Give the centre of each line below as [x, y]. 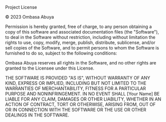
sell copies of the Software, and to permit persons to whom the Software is [82, 48]
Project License [21, 7]
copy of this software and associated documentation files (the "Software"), [82, 32]
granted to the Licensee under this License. [50, 68]
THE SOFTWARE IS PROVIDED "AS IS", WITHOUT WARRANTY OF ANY [78, 78]
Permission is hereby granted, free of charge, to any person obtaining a [79, 26]
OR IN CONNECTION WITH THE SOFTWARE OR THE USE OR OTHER [76, 110]
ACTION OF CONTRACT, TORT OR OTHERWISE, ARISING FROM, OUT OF [81, 104]
